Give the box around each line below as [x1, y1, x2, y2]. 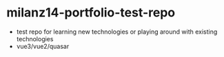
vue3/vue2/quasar [16, 42, 70, 50]
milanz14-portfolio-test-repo [6, 5, 176, 21]
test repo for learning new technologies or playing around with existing [16, 27, 218, 36]
